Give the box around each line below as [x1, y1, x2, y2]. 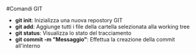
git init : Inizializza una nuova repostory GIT [15, 17, 123, 23]
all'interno [15, 42, 41, 49]
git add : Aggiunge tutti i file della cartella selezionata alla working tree [15, 23, 190, 30]
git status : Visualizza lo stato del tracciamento [15, 29, 132, 37]
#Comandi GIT [6, 5, 43, 12]
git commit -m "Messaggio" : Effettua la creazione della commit [15, 36, 175, 43]
